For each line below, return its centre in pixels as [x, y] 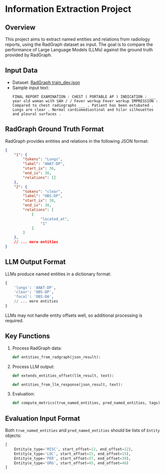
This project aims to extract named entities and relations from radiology [78, 39]
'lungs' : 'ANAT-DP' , [35, 288]
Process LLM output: [33, 366]
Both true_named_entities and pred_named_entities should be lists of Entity [82, 431]
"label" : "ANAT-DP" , [44, 164]
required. [14, 320]
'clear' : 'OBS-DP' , [34, 292]
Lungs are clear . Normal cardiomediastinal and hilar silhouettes [83, 110]
